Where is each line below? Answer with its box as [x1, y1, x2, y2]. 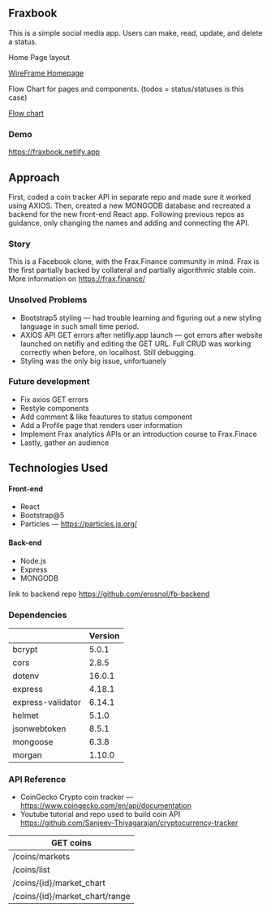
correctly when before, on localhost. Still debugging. [19, 347, 196, 357]
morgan [12, 749, 42, 760]
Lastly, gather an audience [19, 438, 110, 447]
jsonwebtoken [12, 723, 67, 734]
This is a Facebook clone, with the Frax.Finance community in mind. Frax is [8, 257, 260, 266]
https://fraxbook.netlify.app [8, 147, 100, 157]
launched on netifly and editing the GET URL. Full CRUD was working [19, 339, 252, 348]
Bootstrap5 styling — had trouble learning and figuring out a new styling [19, 313, 262, 322]
